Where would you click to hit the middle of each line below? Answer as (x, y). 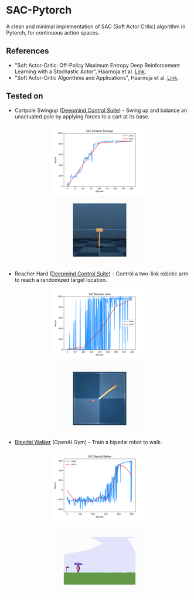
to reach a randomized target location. (61, 279)
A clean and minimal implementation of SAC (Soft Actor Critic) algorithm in (96, 26)
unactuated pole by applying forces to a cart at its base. (82, 116)
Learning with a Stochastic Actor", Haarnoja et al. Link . (80, 71)
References (28, 51)
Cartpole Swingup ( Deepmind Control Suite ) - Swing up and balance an (101, 110)
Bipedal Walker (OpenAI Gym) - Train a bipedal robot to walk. (88, 442)
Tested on (25, 96)
